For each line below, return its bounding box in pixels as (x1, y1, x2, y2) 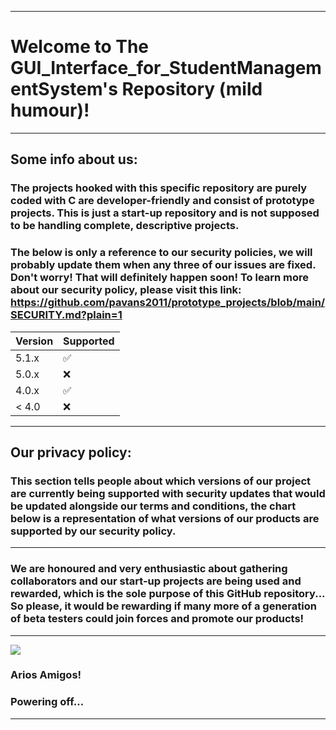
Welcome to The (10, 36, 150, 58)
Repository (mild (121, 78, 263, 101)
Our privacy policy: (10, 444, 132, 461)
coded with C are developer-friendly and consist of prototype (10, 194, 315, 208)
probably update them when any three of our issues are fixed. (10, 258, 317, 272)
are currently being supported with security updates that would (10, 486, 326, 500)
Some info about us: (10, 151, 138, 168)
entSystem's (10, 78, 118, 101)
